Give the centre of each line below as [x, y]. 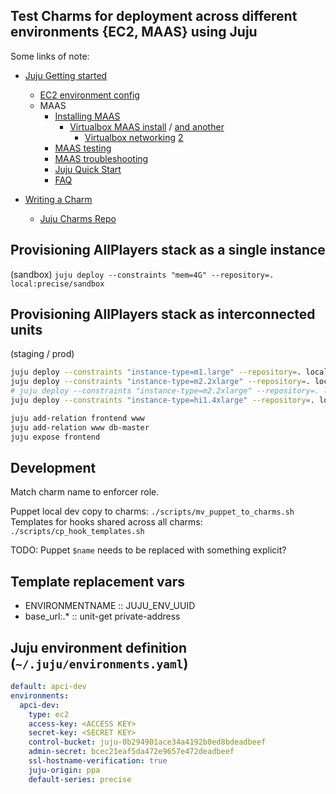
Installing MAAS [87, 116]
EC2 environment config [89, 95]
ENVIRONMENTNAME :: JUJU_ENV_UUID [110, 606]
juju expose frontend [55, 437]
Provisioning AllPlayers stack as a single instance [168, 250]
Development [53, 467]
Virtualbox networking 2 [134, 137]
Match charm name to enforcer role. [85, 492]
